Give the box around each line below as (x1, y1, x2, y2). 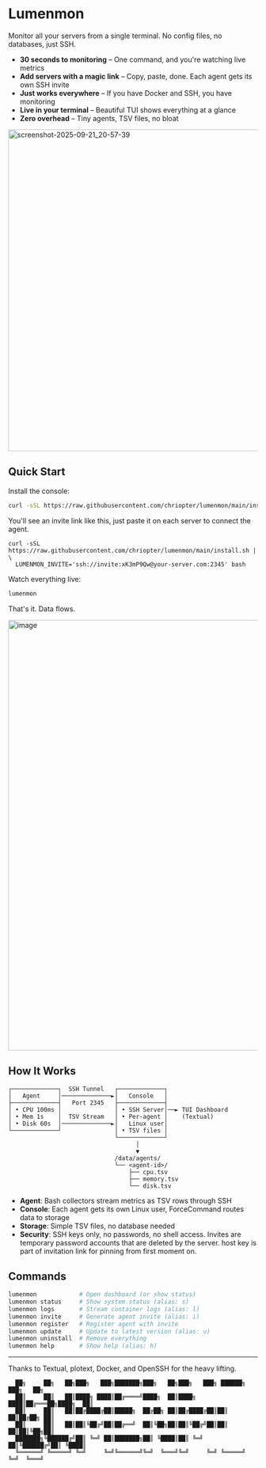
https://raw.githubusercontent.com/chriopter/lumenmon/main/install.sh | (8, 546, 257, 554)
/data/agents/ (114, 1154, 161, 1162)
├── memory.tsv (128, 1175, 179, 1184)
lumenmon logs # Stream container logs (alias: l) (8, 1305, 200, 1313)
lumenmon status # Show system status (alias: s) (8, 1298, 190, 1306)
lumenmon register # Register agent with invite (8, 1320, 179, 1328)
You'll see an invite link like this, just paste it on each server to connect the (8, 515, 251, 525)
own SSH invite (19, 80, 70, 89)
